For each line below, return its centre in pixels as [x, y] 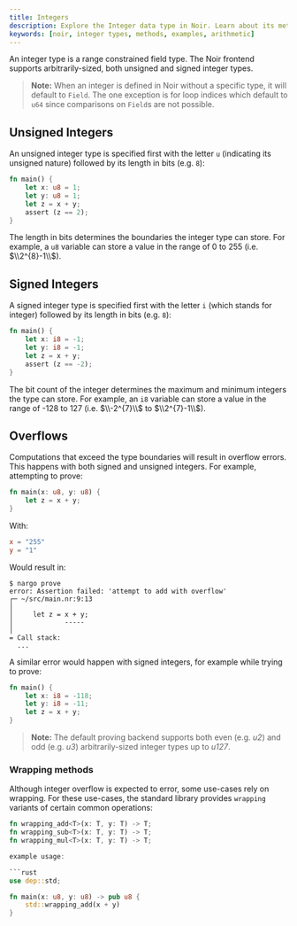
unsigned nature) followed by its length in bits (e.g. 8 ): [107, 163]
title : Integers [39, 17]
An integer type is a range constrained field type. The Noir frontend [132, 59]
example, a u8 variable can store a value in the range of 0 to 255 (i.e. [134, 247]
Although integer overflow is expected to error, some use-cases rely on [139, 789]
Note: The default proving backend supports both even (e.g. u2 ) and [156, 737]
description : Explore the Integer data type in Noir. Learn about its [142, 26]
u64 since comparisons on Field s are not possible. [122, 105]
